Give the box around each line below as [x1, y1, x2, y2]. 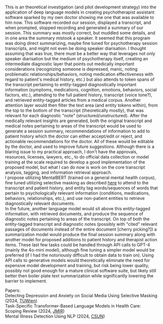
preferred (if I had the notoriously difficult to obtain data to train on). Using [5, 252, 154, 258]
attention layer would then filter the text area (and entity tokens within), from [5, 102, 158, 108]
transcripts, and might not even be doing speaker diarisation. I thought [5, 46, 146, 51]
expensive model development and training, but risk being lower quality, [5, 263, 149, 268]
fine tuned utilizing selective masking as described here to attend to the [5, 180, 149, 185]
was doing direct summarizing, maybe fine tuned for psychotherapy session [5, 40, 158, 46]
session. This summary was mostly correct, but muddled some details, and [5, 30, 156, 36]
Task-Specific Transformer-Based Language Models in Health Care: [5, 303, 141, 308]
